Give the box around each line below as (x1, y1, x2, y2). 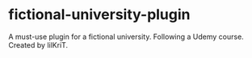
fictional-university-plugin (8, 6, 191, 24)
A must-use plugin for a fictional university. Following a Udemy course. (8, 32, 244, 41)
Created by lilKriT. (8, 40, 69, 49)
